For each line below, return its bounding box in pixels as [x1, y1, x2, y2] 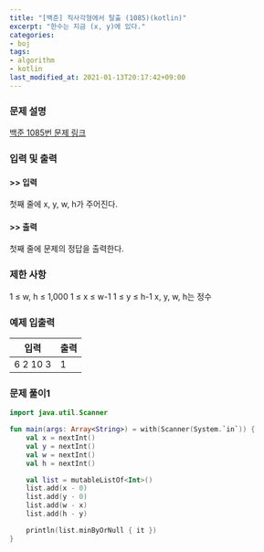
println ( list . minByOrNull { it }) [26, 525, 157, 535]
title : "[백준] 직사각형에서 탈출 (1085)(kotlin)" [9, 13, 187, 23]
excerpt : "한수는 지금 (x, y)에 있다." [9, 22, 146, 31]
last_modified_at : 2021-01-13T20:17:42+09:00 [9, 73, 185, 82]
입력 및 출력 [9, 152, 58, 165]
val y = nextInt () [26, 441, 96, 451]
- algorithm [9, 56, 55, 65]
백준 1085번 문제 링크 [9, 127, 87, 138]
